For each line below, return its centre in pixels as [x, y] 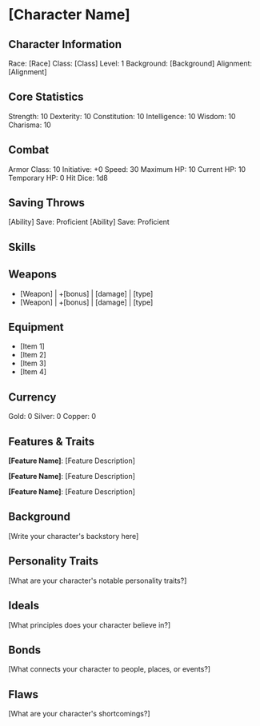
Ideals [24, 606]
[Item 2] [33, 355]
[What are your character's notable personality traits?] [98, 580]
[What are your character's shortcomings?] [79, 714]
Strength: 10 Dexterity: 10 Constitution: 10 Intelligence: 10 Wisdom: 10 [122, 116]
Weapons [33, 275]
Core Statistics [46, 97]
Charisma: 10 [30, 125]
